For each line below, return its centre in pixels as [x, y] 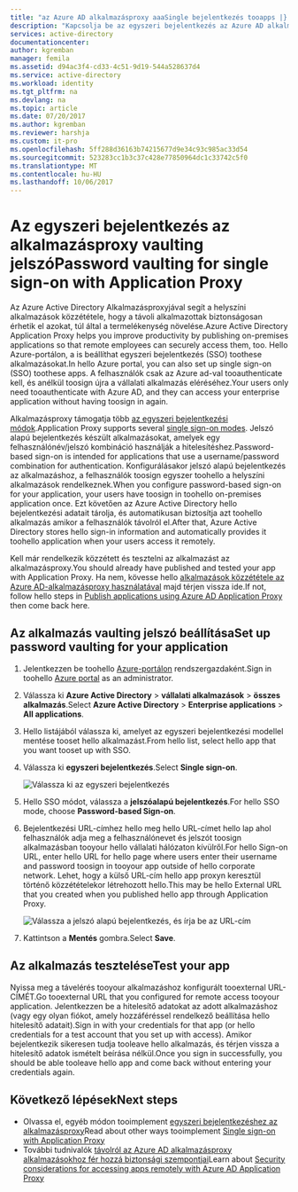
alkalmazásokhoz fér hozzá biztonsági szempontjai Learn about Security [154, 1159]
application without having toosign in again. [89, 402]
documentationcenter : [50, 42]
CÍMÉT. [23, 996]
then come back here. [50, 606]
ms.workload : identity [52, 83]
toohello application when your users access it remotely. [113, 541]
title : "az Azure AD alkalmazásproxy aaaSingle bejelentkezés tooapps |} [149, 17]
